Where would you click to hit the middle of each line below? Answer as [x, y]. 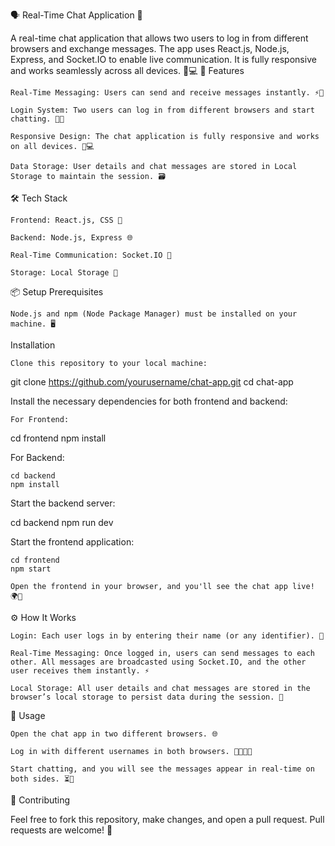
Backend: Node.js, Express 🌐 [71, 238]
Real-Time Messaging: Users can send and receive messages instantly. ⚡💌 [167, 93]
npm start [31, 569]
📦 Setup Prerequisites [57, 292]
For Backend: [37, 457]
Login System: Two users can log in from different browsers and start [162, 110]
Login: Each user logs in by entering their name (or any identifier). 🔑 [167, 636]
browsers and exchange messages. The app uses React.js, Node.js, [150, 48]
